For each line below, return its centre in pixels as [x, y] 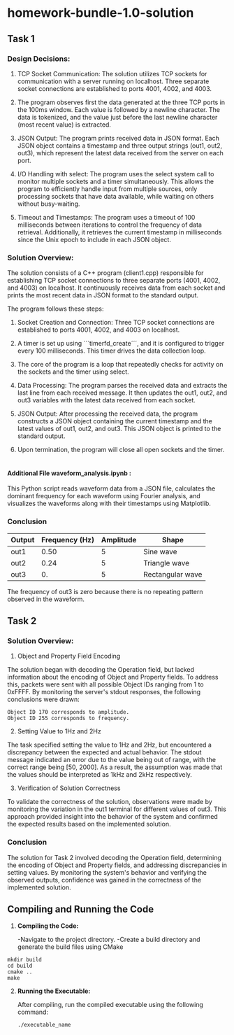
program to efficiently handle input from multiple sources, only [107, 189]
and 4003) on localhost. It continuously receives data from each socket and [116, 288]
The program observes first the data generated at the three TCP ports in [121, 102]
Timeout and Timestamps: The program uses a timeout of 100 [106, 217]
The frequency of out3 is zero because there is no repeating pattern [105, 591]
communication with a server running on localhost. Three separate [113, 81]
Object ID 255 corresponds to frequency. [68, 719]
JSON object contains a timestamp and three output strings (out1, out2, [120, 146]
